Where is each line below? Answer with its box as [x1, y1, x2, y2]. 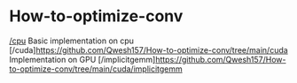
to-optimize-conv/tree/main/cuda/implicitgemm [9, 64, 184, 74]
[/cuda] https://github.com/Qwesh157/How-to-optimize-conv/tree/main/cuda [9, 44, 288, 55]
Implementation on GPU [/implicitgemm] [9, 54, 156, 64]
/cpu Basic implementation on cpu [9, 35, 135, 46]
